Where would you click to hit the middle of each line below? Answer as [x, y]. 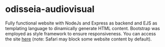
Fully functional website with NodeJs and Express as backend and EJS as [81, 23]
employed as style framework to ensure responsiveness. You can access [81, 33]
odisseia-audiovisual [50, 9]
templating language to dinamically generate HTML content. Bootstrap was [83, 28]
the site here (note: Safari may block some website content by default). [78, 39]
